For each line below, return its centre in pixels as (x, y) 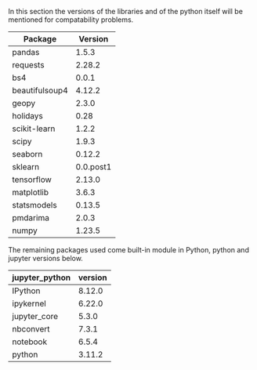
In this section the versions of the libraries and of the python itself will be (125, 11)
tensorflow (32, 180)
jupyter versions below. (46, 258)
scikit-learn (34, 129)
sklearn (26, 167)
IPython (26, 291)
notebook (30, 342)
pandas (26, 52)
